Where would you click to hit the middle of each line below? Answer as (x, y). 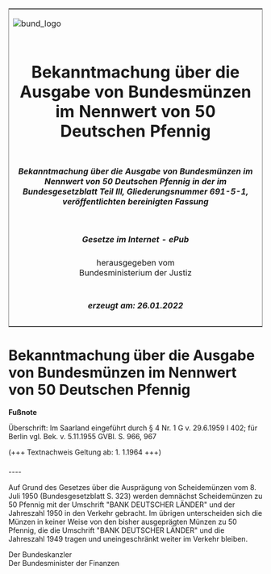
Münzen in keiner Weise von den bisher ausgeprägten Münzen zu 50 (123, 522)
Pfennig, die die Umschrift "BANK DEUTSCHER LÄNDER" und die (117, 530)
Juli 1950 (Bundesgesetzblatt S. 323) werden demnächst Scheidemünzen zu (135, 496)
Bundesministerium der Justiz (135, 273)
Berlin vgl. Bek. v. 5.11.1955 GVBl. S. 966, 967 (83, 436)
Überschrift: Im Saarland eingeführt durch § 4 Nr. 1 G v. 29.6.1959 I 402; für (133, 428)
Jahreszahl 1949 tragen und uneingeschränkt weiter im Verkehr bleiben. (128, 539)
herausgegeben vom (135, 263)
